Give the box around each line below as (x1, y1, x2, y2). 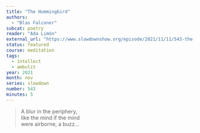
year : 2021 (6, 69, 33, 75)
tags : (6, 53, 20, 59)
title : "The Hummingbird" (6, 8, 70, 15)
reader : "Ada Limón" (6, 31, 58, 37)
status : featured (6, 42, 49, 48)
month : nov (6, 75, 33, 81)
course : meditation (6, 47, 55, 53)
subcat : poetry (6, 25, 44, 31)
